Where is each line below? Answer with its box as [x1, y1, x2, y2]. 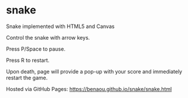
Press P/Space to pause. [6, 45, 66, 52]
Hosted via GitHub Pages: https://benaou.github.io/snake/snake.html [6, 85, 172, 92]
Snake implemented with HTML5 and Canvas [6, 23, 115, 30]
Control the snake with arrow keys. [6, 34, 90, 41]
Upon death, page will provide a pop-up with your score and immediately [6, 68, 183, 75]
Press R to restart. [6, 57, 50, 64]
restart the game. [6, 74, 48, 81]
